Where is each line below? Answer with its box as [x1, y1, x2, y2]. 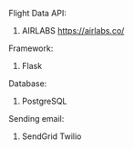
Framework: [8, 43, 54, 54]
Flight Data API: [8, 8, 67, 18]
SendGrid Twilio [21, 131, 82, 142]
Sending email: [8, 114, 65, 124]
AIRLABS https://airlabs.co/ [21, 25, 125, 35]
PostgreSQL [21, 95, 67, 106]
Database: [8, 78, 47, 89]
